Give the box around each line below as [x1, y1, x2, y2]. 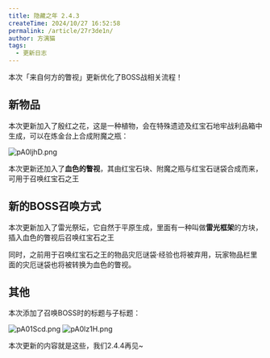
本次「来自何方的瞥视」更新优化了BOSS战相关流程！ [8, 72, 183, 81]
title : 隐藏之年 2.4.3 [8, 11, 80, 20]
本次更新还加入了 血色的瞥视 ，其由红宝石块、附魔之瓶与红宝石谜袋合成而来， [8, 163, 263, 173]
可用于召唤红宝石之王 [8, 174, 79, 183]
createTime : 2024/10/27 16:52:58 [8, 19, 121, 27]
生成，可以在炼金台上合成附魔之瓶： [8, 130, 129, 141]
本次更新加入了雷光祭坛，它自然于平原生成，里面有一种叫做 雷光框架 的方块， [8, 222, 263, 232]
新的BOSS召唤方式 [8, 200, 102, 213]
